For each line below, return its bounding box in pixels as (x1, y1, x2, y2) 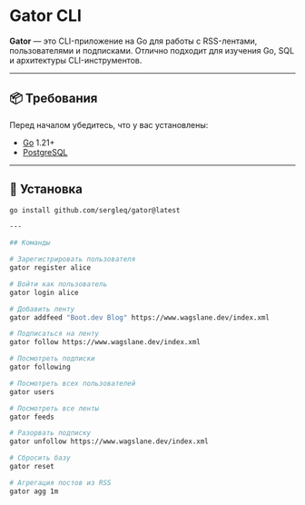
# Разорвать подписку (9, 429, 92, 438)
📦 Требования (9, 91, 98, 106)
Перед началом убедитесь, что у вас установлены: (9, 119, 209, 130)
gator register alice (9, 263, 92, 272)
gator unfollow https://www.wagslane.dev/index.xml (9, 437, 209, 446)
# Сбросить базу (9, 453, 71, 463)
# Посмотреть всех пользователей (9, 379, 136, 388)
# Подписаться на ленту (9, 329, 100, 339)
